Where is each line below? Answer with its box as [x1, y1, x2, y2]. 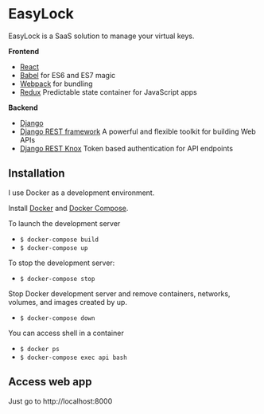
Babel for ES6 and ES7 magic [19, 70, 116, 80]
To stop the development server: [8, 258, 115, 268]
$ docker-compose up [19, 244, 88, 252]
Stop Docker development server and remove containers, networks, [8, 288, 231, 299]
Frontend [8, 46, 40, 56]
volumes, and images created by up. [8, 297, 127, 307]
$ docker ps [19, 345, 60, 353]
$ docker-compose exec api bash [19, 353, 127, 361]
